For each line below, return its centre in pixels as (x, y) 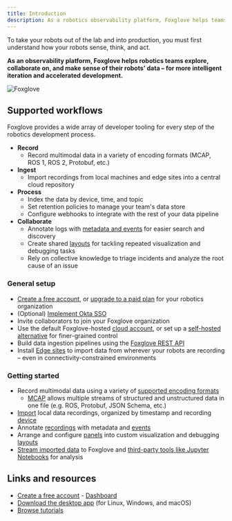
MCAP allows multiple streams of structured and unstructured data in (126, 398)
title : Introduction (37, 14)
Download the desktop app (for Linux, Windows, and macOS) (104, 502)
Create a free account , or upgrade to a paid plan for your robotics (110, 299)
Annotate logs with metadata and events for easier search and (116, 229)
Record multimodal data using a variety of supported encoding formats (118, 390)
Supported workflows (55, 111)
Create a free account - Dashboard (67, 495)
